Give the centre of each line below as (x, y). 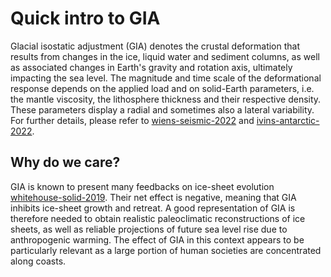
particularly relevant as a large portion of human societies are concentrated (166, 250)
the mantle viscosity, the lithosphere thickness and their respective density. (166, 99)
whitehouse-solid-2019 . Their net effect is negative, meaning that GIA (153, 197)
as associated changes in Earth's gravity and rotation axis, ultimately (151, 67)
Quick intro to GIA (85, 18)
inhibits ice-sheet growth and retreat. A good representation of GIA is (153, 208)
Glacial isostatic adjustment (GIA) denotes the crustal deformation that (155, 46)
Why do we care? (65, 162)
